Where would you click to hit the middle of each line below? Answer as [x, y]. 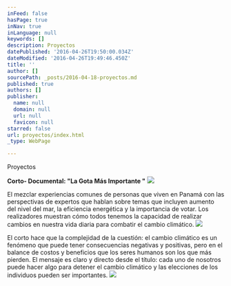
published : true [30, 84]
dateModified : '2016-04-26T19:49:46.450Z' [69, 58]
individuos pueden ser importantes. [58, 275]
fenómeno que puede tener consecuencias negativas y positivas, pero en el [115, 245]
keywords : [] [26, 39]
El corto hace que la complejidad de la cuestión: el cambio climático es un [112, 238]
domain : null [32, 109]
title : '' [21, 65]
